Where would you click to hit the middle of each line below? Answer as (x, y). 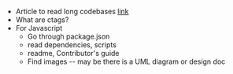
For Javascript (39, 28)
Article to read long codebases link (72, 11)
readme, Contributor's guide (73, 53)
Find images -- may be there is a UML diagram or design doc (126, 61)
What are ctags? (42, 20)
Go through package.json (68, 36)
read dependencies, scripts (72, 45)
